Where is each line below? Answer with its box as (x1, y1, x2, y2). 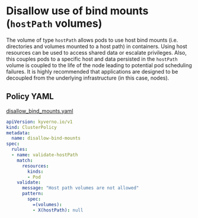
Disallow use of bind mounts (6, 4, 149, 18)
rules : (11, 147, 28, 153)
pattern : (21, 191, 44, 197)
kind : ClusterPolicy (6, 124, 58, 130)
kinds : (27, 168, 44, 175)
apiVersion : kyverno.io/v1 (6, 119, 73, 125)
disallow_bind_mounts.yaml (6, 107, 74, 114)
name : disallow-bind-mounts (11, 135, 81, 141)
